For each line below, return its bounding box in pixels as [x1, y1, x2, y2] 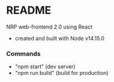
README [6, 4, 52, 17]
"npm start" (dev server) [14, 63, 76, 70]
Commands [6, 49, 41, 58]
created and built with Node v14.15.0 [14, 34, 105, 42]
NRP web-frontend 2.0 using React [6, 23, 93, 30]
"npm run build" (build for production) [14, 70, 109, 77]
